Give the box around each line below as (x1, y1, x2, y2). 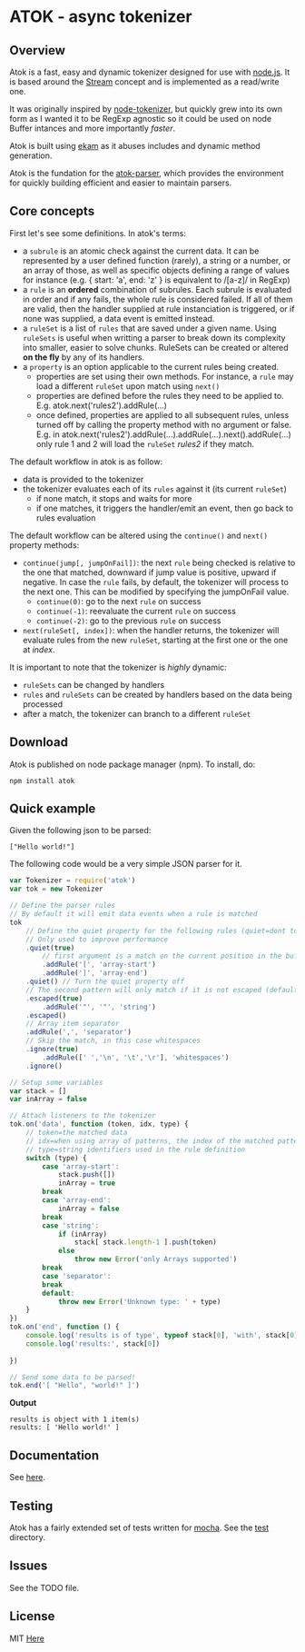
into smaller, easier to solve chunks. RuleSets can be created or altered (22, 342, 289, 353)
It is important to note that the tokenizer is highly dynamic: (9, 662, 227, 672)
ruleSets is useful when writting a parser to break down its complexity (22, 332, 286, 343)
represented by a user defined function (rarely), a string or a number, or (22, 254, 291, 265)
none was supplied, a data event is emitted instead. (22, 313, 215, 323)
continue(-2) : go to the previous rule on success (35, 615, 221, 626)
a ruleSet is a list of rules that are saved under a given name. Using (22, 323, 277, 333)
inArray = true (57, 1179, 116, 1188)
